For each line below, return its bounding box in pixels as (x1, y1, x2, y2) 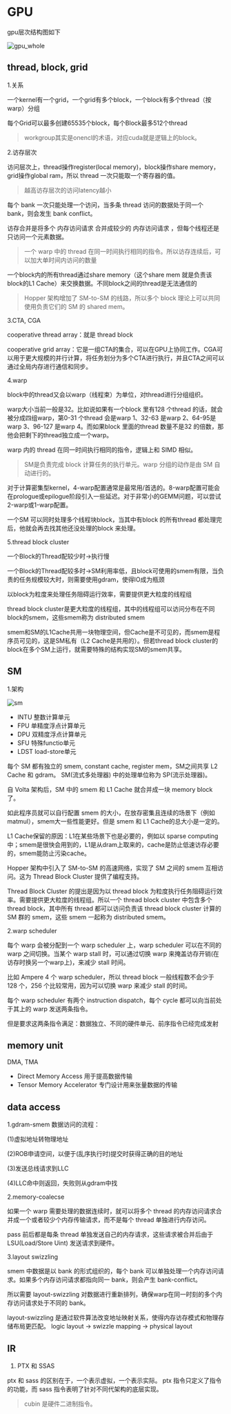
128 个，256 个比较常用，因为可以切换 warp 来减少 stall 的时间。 (7, 981, 192, 990)
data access (7, 1101, 61, 1113)
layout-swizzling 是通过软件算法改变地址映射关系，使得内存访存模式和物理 (7, 1313, 219, 1322)
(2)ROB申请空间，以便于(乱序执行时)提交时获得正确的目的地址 (7, 1150, 183, 1158)
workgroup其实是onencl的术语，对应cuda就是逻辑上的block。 (23, 133, 201, 141)
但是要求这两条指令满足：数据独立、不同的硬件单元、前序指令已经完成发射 (7, 1019, 219, 1028)
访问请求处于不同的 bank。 (12, 1299, 90, 1307)
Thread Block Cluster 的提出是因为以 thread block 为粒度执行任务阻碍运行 (7, 887, 217, 895)
